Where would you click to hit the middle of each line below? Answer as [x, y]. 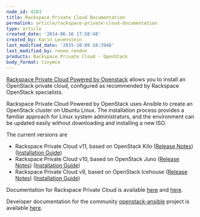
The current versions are [37, 134]
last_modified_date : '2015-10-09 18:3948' [60, 46]
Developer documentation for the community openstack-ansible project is [98, 201]
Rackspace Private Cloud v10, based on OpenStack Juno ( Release [97, 159]
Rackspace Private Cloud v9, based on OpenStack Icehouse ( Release [101, 171]
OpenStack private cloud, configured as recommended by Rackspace [93, 85]
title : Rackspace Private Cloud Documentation [66, 17]
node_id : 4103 [24, 12]
